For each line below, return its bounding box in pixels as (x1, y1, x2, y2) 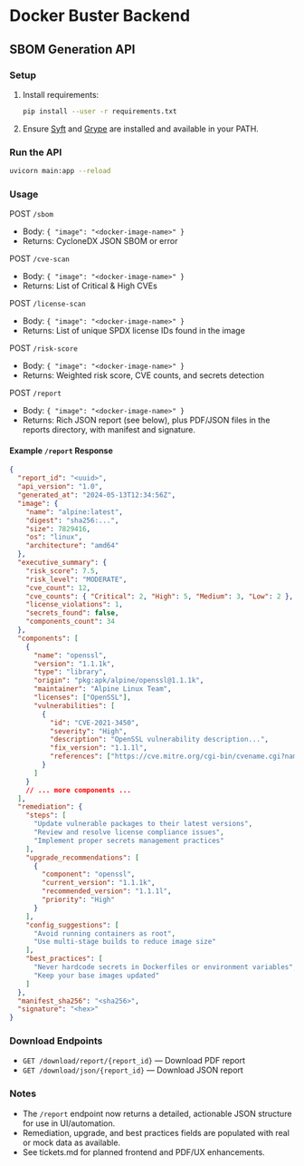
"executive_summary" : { (17, 559, 107, 568)
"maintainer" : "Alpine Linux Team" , (33, 685, 172, 694)
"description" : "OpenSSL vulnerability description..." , (49, 735, 270, 744)
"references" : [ (49, 752, 111, 762)
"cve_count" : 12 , (25, 583, 91, 592)
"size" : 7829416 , (25, 524, 91, 533)
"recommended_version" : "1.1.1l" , (42, 887, 172, 896)
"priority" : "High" (42, 895, 116, 905)
